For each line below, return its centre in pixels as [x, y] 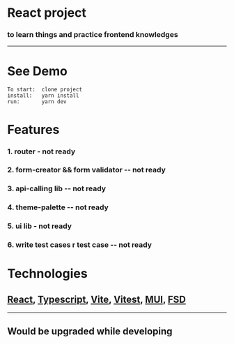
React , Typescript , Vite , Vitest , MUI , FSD [96, 299]
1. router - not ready [41, 151]
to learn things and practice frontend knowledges [93, 35]
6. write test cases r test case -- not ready [79, 245]
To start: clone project [45, 90]
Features [33, 129]
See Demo [37, 71]
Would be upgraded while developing [90, 331]
